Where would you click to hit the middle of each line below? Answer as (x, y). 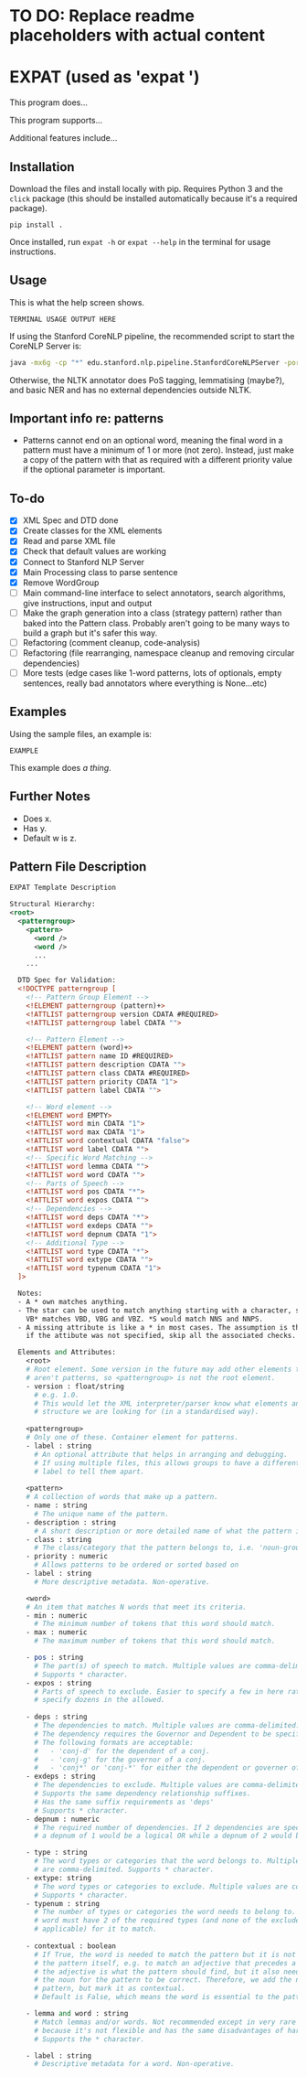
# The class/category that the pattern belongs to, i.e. (144, 1548)
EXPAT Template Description (63, 888)
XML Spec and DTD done (70, 520)
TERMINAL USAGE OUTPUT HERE (63, 319)
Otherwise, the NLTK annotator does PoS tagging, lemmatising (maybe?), (147, 380)
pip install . (37, 225)
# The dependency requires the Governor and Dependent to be (153, 1734)
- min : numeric (57, 1615)
